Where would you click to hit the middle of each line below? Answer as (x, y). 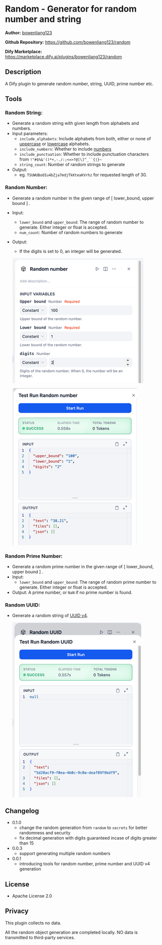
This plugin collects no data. (33, 923)
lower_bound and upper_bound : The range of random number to (81, 222)
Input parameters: (30, 134)
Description (23, 72)
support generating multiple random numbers (65, 854)
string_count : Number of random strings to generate (72, 165)
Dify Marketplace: (24, 51)
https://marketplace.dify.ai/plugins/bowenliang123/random (64, 56)
